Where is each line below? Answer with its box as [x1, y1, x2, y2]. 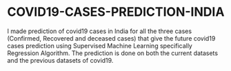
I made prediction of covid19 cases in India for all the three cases [7, 27, 192, 35]
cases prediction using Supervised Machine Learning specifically [7, 41, 193, 50]
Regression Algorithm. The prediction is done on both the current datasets [7, 49, 219, 57]
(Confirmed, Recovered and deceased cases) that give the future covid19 [7, 34, 216, 42]
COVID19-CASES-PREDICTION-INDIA [7, 4, 225, 20]
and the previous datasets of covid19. [7, 56, 114, 64]
